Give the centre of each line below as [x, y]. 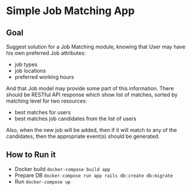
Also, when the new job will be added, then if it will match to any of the [92, 130]
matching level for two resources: [46, 101]
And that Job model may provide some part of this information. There [90, 88]
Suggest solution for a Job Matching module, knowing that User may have [96, 47]
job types [26, 64]
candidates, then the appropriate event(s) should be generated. [83, 136]
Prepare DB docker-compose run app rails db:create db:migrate [94, 175]
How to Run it [31, 155]
